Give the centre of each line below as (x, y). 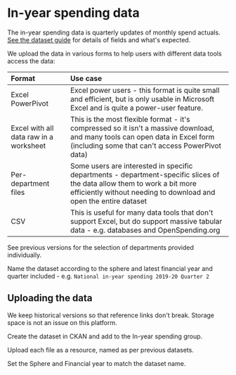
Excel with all (32, 128)
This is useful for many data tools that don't (142, 212)
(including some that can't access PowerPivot (145, 146)
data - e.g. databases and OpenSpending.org (145, 230)
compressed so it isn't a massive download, (142, 128)
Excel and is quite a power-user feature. (137, 108)
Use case (86, 78)
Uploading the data (50, 298)
